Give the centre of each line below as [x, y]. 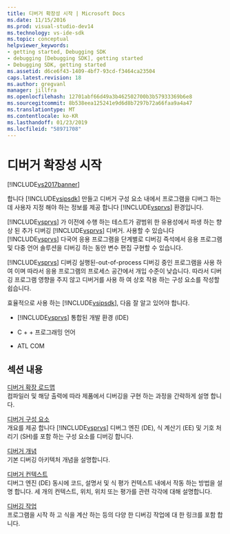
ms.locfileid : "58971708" [44, 129]
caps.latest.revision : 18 [44, 78]
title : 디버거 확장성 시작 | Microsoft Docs [66, 13]
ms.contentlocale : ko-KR [43, 116]
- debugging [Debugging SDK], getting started [75, 59]
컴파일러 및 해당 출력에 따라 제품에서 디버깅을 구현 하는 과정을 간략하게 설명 [108, 396]
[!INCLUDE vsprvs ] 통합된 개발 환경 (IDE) [73, 318]
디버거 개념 [22, 451]
